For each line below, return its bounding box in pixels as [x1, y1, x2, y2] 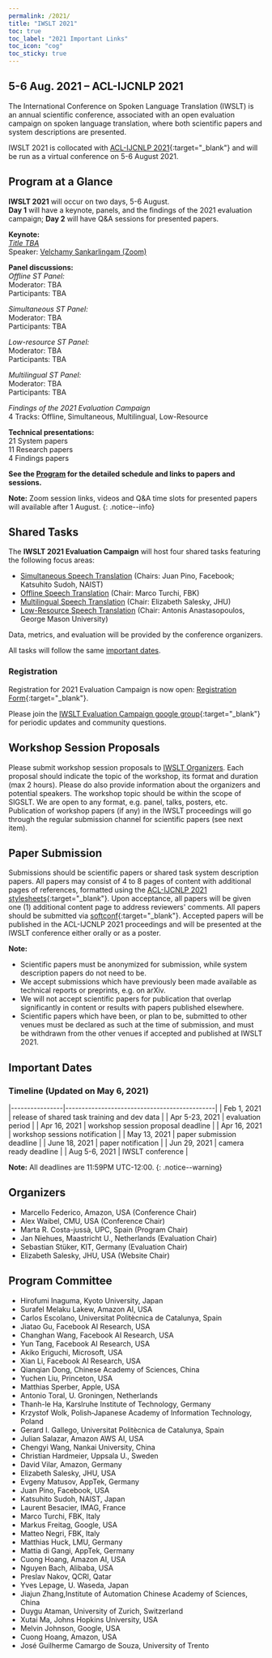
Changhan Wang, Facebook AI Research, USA [19, 1330, 174, 1340]
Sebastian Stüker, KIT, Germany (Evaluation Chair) [19, 1242, 188, 1251]
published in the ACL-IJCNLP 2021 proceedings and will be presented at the [8, 919, 262, 929]
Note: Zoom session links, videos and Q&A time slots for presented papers [8, 493, 257, 503]
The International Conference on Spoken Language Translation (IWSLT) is [8, 101, 254, 110]
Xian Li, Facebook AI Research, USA [19, 1356, 142, 1366]
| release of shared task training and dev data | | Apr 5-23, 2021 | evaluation [8, 1113, 261, 1122]
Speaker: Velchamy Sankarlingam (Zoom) [8, 247, 147, 256]
